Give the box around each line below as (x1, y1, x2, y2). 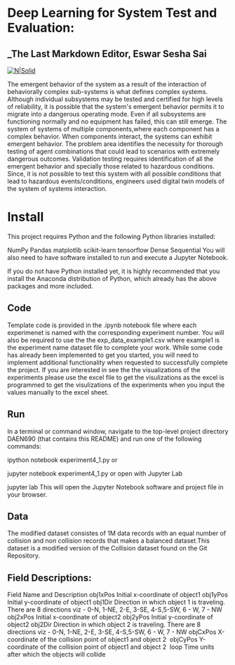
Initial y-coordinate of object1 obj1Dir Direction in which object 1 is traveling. (7, 598, 226, 607)
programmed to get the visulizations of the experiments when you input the (7, 381, 225, 389)
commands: (7, 442, 42, 450)
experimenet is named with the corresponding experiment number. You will (7, 328, 224, 336)
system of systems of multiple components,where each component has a (7, 125, 220, 133)
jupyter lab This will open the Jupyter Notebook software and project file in (7, 482, 224, 491)
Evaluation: (7, 20, 75, 36)
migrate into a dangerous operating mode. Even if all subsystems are (7, 110, 206, 118)
